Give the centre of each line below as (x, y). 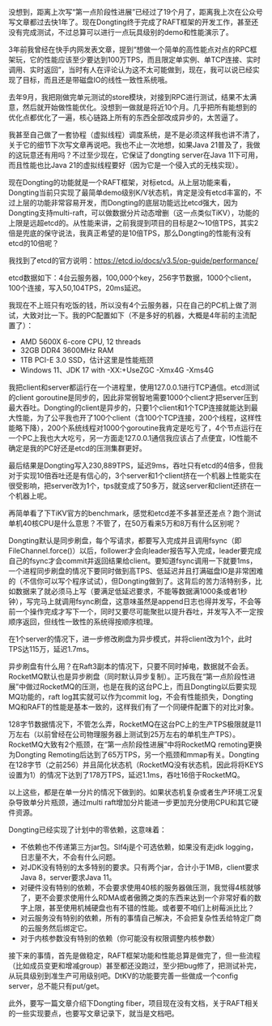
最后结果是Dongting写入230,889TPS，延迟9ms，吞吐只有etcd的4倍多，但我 (136, 466)
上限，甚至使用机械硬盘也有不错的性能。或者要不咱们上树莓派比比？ (141, 908)
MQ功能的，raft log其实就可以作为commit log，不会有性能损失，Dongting (131, 697)
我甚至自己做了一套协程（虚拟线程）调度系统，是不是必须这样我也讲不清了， (136, 135)
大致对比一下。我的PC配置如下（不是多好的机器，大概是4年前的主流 (136, 315)
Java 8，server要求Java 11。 (68, 877)
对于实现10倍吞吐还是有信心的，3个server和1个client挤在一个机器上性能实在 (135, 476)
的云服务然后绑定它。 (55, 928)
